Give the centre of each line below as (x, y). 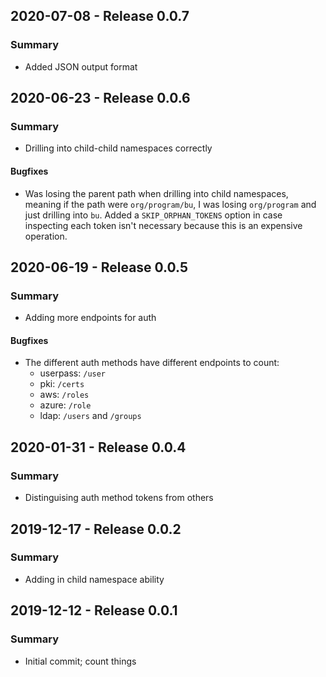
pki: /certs (62, 384)
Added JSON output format (81, 66)
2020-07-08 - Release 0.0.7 (100, 16)
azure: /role (65, 405)
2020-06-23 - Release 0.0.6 (100, 98)
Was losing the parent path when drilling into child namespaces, (156, 193)
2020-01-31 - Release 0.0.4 (98, 447)
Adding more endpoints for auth (90, 318)
